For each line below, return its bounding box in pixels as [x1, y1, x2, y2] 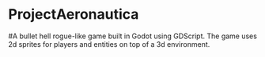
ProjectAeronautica [8, 5, 139, 23]
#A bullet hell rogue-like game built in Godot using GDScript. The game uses [8, 31, 257, 41]
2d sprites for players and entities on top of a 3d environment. [8, 39, 210, 48]
